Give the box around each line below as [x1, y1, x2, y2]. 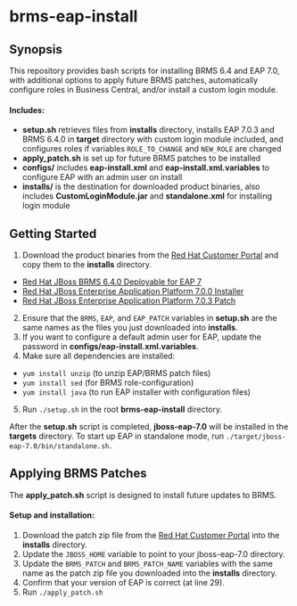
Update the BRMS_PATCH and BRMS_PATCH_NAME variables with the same [21, 559, 274, 569]
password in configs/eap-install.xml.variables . [21, 341, 199, 352]
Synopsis [9, 42, 62, 57]
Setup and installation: [9, 510, 95, 520]
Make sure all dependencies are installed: [21, 350, 176, 362]
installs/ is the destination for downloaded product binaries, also [21, 181, 260, 192]
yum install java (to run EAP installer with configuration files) [21, 387, 252, 397]
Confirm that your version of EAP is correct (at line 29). [21, 577, 225, 588]
